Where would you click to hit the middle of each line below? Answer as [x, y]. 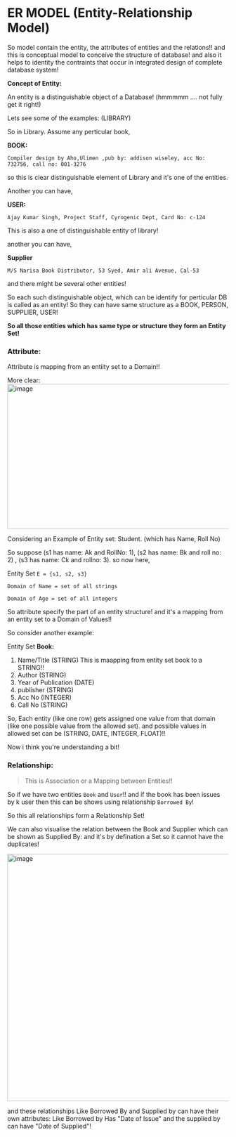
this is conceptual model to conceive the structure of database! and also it [114, 55]
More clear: [24, 380]
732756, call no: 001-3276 [47, 164]
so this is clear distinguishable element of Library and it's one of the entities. [118, 177]
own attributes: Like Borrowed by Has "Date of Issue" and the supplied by [114, 1118]
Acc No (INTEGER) [45, 698]
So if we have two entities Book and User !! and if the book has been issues [114, 794]
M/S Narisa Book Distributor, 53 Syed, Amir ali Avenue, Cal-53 [103, 271]
